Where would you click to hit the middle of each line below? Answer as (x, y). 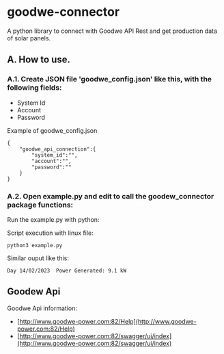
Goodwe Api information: (42, 308)
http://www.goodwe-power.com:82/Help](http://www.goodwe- (108, 321)
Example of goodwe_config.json (52, 130)
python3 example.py (35, 245)
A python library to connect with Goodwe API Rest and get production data (112, 31)
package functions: (40, 205)
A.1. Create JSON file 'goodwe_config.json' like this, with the (110, 79)
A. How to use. (39, 60)
